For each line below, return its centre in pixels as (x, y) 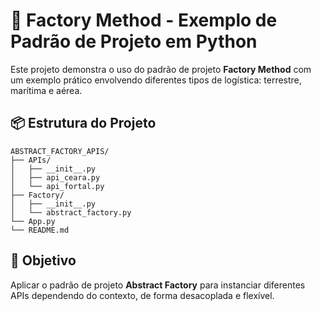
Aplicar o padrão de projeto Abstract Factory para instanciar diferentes (158, 285)
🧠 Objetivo (43, 260)
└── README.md (40, 230)
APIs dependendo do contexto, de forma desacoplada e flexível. (142, 295)
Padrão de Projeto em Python (134, 41)
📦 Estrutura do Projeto (83, 123)
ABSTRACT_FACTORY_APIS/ (60, 151)
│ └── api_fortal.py (57, 186)
